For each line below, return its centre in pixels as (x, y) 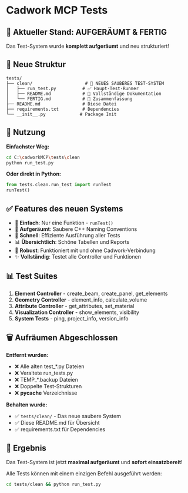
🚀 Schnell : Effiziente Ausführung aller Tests (67, 235)
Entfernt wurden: (27, 355)
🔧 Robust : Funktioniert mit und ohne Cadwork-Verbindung (85, 250)
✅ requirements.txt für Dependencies (60, 429)
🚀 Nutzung (26, 132)
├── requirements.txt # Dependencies (63, 109)
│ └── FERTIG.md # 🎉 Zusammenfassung (69, 99)
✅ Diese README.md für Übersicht (57, 422)
